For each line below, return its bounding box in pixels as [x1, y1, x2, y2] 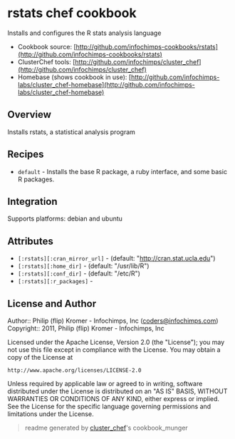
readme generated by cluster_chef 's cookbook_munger [24, 423, 189, 432]
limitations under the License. [7, 410, 94, 418]
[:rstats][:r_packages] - [17, 277, 93, 286]
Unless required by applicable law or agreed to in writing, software [7, 380, 203, 388]
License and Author [7, 298, 97, 310]
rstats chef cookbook [7, 5, 137, 21]
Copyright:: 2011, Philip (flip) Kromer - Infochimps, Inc [7, 324, 165, 333]
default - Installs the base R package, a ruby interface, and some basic [17, 167, 228, 176]
